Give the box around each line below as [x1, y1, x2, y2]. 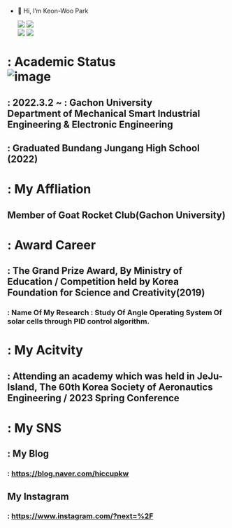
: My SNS [7, 420, 61, 436]
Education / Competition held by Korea [7, 276, 180, 288]
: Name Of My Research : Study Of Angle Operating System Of [7, 308, 222, 318]
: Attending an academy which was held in [7, 370, 196, 382]
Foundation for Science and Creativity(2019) [7, 287, 205, 299]
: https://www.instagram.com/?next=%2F [7, 511, 154, 521]
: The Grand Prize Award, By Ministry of [7, 265, 183, 277]
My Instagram [7, 490, 70, 502]
